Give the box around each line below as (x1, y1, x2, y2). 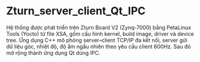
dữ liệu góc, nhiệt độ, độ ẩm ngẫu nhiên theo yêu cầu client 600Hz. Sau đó (6, 43, 191, 50)
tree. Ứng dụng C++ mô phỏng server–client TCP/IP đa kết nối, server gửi (6, 36, 187, 44)
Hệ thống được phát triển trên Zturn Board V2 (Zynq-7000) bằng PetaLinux (6, 24, 192, 31)
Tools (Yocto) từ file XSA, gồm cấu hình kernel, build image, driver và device (6, 30, 195, 37)
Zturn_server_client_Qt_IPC (6, 4, 146, 18)
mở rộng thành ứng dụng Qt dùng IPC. (6, 49, 101, 56)
